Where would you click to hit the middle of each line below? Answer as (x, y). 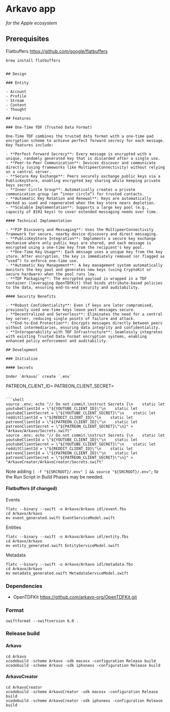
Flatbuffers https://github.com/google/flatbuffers (57, 51)
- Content (16, 105)
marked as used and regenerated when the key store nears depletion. (81, 203)
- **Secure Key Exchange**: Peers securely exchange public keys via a (83, 176)
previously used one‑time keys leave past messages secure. (71, 310)
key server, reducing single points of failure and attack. (71, 318)
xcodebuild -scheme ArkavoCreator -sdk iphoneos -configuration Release (84, 701)
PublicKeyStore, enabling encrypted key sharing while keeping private (83, 181)
